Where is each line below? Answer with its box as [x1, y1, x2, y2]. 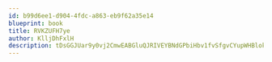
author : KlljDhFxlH [8, 34, 74, 43]
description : [8, 42, 53, 50]
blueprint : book [8, 19, 63, 27]
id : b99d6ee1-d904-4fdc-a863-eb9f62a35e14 [8, 11, 154, 20]
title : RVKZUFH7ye [8, 27, 70, 35]
